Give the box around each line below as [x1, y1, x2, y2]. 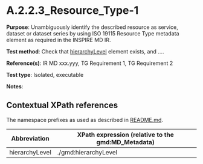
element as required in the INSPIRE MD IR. [6, 36, 111, 43]
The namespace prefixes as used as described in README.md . [6, 116, 163, 123]
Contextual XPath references [6, 100, 118, 111]
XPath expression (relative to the [77, 130, 174, 139]
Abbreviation [11, 134, 50, 142]
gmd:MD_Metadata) [96, 138, 155, 146]
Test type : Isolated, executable [6, 71, 84, 78]
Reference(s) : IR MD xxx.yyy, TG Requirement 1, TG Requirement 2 [6, 59, 173, 67]
